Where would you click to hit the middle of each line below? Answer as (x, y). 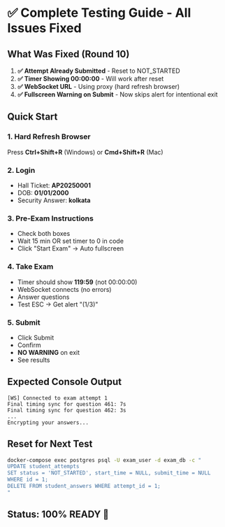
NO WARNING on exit (49, 352)
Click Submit (36, 337)
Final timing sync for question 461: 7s (67, 404)
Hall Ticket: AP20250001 (54, 185)
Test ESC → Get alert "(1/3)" (58, 304)
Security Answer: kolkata (54, 200)
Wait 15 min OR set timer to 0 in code (71, 241)
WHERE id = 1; (28, 480)
